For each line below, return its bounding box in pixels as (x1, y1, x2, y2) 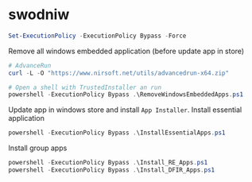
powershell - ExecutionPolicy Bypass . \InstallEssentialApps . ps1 (8, 129, 226, 137)
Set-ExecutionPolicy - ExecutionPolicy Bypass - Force (8, 32, 187, 40)
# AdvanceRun (8, 61, 52, 69)
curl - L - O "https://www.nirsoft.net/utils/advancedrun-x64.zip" (8, 69, 229, 77)
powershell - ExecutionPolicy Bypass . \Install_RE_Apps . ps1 (8, 159, 208, 167)
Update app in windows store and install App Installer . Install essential (8, 105, 242, 114)
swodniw (8, 6, 70, 24)
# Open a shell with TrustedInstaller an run (8, 83, 161, 91)
